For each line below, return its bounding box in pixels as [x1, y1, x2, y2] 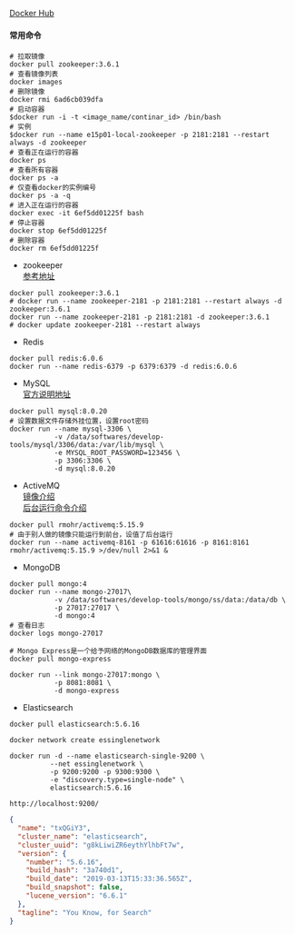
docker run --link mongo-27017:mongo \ [9, 671, 161, 680]
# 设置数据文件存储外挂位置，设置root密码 [9, 417, 150, 426]
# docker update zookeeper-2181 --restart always [9, 321, 202, 330]
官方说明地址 [22, 389, 71, 400]
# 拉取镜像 [9, 52, 45, 62]
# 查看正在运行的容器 [9, 148, 79, 157]
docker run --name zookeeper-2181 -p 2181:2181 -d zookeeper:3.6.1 [9, 313, 270, 322]
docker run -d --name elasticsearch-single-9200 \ [9, 751, 205, 761]
